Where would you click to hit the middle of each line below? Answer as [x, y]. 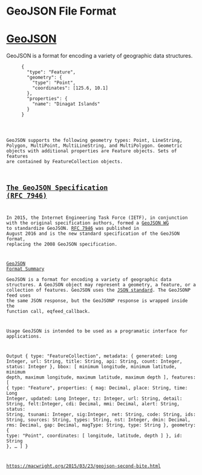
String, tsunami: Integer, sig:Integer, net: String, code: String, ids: [101, 414]
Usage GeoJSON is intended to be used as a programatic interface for [97, 331]
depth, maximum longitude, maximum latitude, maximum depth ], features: [101, 377]
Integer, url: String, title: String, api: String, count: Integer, [94, 361]
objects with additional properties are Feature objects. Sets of [92, 151]
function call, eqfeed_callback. [48, 312]
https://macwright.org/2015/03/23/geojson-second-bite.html [84, 466]
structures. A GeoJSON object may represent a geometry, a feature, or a [101, 285]
